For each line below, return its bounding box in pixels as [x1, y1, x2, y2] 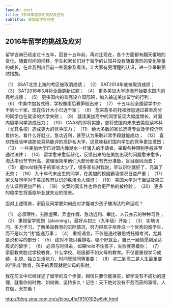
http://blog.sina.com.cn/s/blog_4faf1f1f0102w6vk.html [5, 296, 119, 302]
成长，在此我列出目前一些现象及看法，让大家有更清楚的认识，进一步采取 [9, 64, 161, 70]
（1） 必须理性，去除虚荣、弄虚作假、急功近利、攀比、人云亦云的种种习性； [5, 211, 164, 217]
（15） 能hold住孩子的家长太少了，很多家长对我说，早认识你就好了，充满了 [5, 164, 163, 171]
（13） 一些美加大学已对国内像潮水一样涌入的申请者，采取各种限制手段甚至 [5, 145, 163, 151]
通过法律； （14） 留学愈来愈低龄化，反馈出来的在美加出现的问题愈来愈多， [5, 151, 164, 158]
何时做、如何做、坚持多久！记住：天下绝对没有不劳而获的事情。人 [27, 280, 166, 286]
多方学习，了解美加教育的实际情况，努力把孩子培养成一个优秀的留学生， [14, 224, 166, 230]
